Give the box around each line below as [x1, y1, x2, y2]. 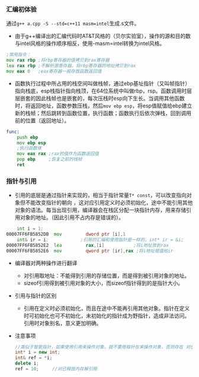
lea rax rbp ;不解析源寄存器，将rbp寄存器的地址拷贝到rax [6, 63, 136, 69]
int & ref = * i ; [14, 355, 53, 361]
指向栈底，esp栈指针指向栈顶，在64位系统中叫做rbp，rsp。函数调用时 [14, 87, 187, 94]
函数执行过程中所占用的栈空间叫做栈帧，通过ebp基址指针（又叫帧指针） [14, 80, 191, 87]
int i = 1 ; [17, 226, 44, 232]
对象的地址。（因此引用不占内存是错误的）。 [20, 214, 124, 221]
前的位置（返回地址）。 [14, 117, 70, 124]
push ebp [17, 134, 38, 140]
